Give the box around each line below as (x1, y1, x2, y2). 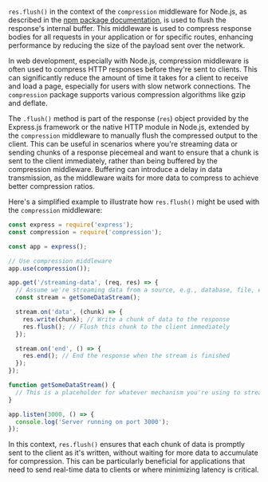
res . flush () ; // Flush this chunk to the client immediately (22, 323, 230, 331)
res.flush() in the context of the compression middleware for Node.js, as (8, 7, 247, 16)
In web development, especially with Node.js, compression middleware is (8, 56, 250, 65)
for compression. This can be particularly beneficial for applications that (8, 457, 246, 466)
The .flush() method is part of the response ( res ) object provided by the (8, 114, 249, 123)
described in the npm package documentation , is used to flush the (8, 15, 227, 25)
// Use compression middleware (8, 257, 112, 265)
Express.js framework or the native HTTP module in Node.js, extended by (8, 123, 250, 131)
